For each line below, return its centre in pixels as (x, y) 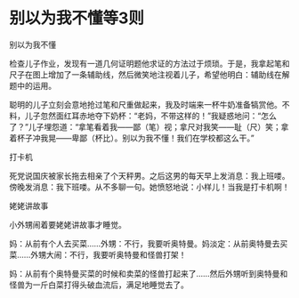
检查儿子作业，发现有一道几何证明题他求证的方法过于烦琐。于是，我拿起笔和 (149, 63)
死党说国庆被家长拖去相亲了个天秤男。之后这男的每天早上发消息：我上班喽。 (149, 175)
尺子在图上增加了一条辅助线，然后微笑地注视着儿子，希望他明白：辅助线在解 (149, 74)
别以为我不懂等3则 (77, 18)
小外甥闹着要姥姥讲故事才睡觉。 (68, 224)
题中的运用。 (32, 85)
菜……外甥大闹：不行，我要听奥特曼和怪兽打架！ (98, 254)
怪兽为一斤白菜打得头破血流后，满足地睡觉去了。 (99, 285)
